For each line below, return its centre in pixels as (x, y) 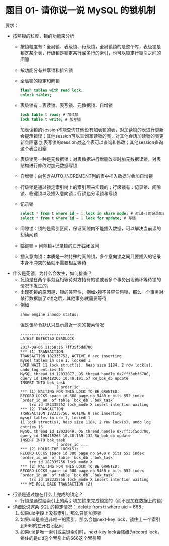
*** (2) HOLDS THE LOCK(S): (49, 449)
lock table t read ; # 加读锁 (49, 115)
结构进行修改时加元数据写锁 (49, 166)
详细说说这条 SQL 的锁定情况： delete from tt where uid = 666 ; (78, 507)
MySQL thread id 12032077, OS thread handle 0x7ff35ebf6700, (85, 374)
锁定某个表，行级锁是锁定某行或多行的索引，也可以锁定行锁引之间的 (91, 53)
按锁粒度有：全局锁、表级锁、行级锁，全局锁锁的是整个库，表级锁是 (91, 46)
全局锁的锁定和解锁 (40, 81)
